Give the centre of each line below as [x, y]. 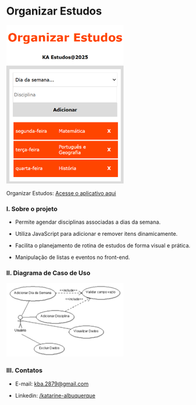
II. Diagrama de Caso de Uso [48, 273]
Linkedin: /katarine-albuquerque [55, 395]
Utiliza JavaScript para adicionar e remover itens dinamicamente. [96, 233]
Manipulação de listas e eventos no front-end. [72, 257]
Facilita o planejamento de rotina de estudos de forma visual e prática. [103, 245]
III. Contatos [24, 370]
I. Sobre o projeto [32, 209]
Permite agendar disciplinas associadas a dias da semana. [88, 222]
